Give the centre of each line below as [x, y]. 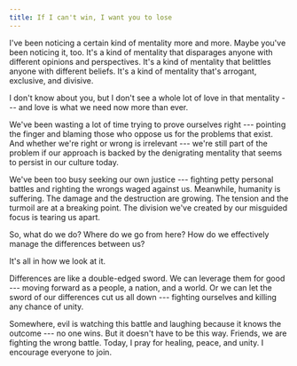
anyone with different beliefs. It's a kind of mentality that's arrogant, [133, 71]
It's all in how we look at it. [58, 261]
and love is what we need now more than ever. [103, 107]
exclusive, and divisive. [51, 80]
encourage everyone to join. [61, 352]
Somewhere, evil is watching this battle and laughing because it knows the [145, 323]
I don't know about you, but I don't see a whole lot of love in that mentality [145, 98]
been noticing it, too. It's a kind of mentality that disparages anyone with [141, 52]
